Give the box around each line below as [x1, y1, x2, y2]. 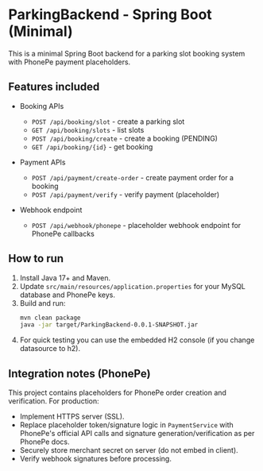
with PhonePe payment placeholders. [8, 57, 131, 67]
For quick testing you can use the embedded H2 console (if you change [19, 335, 255, 345]
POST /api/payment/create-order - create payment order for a [31, 172, 234, 182]
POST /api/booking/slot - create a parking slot [31, 117, 185, 126]
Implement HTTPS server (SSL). [19, 411, 125, 422]
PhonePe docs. [19, 437, 70, 446]
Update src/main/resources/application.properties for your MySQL [19, 281, 246, 291]
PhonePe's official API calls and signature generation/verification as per [19, 429, 255, 438]
